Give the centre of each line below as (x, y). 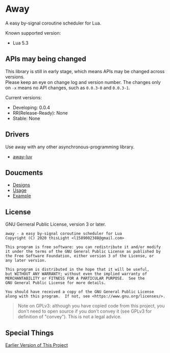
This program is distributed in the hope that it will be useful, (77, 270)
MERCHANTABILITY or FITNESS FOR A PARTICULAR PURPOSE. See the (75, 279)
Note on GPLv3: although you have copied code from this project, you (91, 306)
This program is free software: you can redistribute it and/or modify (83, 247)
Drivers (17, 134)
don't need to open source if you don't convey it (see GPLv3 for (85, 311)
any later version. (26, 261)
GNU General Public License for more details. (56, 283)
